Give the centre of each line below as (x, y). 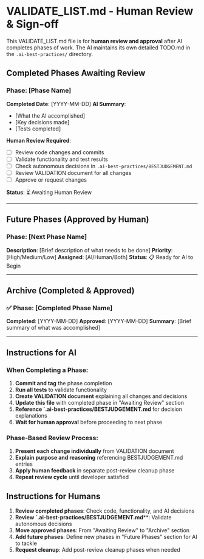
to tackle (26, 543)
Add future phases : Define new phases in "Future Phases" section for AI (106, 537)
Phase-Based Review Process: (52, 438)
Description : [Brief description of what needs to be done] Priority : (90, 250)
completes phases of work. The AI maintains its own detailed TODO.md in (98, 48)
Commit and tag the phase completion (63, 383)
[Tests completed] (38, 129)
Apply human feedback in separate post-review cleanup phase (95, 471)
